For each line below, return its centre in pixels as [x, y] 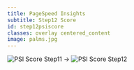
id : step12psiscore [36, 26]
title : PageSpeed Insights [46, 14]
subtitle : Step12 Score [42, 20]
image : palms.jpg [32, 40]
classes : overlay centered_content [59, 33]
